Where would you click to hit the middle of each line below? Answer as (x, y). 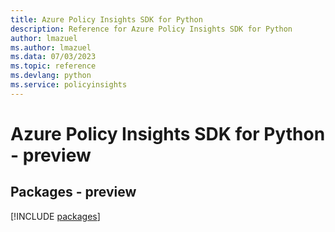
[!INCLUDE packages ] (55, 216)
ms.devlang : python (51, 76)
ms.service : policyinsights (69, 85)
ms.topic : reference (53, 66)
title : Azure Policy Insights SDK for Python (106, 19)
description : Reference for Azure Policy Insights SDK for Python (151, 29)
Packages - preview (73, 192)
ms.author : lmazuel (51, 47)
